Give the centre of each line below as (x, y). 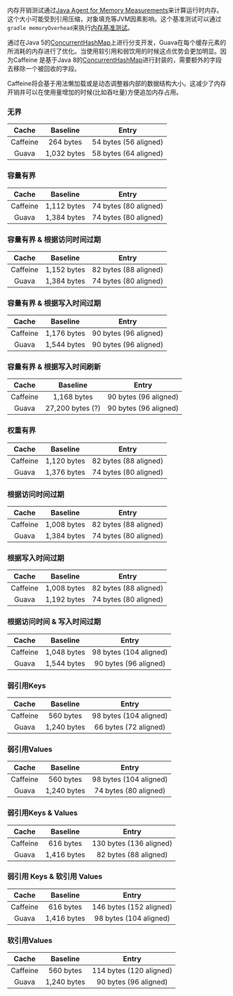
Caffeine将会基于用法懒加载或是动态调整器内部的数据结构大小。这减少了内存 (117, 83)
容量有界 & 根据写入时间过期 (54, 303)
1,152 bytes (65, 269)
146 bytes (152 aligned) (132, 907)
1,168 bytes (73, 397)
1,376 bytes (65, 472)
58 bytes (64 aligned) (128, 153)
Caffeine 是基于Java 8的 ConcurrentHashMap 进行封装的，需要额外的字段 (118, 60)
